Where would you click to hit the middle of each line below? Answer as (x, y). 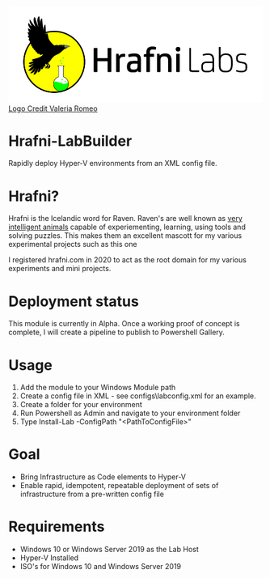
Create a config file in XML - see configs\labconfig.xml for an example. (138, 396)
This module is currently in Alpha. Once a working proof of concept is (124, 324)
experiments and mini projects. (60, 269)
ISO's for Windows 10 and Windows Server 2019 (101, 567)
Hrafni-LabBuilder (70, 141)
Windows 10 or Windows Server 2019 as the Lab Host (110, 550)
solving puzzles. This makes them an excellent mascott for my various (125, 236)
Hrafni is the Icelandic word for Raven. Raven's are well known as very (125, 219)
